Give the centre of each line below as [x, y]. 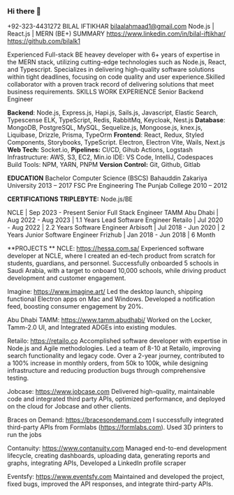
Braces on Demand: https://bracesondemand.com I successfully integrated [115, 420]
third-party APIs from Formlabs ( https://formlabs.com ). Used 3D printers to [115, 427]
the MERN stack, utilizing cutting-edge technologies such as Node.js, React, [117, 62]
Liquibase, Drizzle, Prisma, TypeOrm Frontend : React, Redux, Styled [106, 135]
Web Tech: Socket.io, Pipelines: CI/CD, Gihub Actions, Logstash [100, 150]
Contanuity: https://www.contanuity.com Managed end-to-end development [117, 448]
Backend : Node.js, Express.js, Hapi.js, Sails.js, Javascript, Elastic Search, [113, 113]
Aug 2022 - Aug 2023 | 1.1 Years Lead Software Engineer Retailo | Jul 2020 [115, 220]
